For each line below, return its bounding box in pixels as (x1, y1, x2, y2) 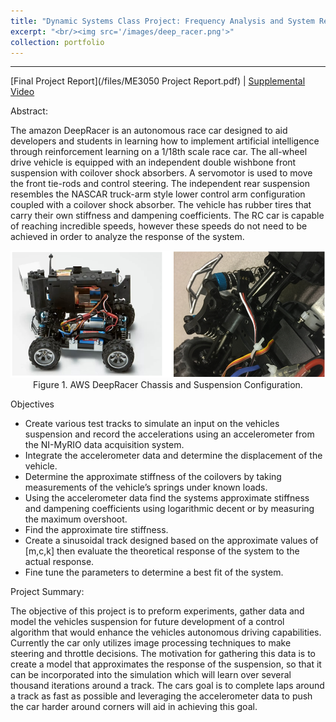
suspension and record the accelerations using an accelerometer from (24, 428, 315, 440)
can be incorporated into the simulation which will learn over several (10, 668, 292, 680)
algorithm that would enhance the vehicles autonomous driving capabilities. (10, 626, 322, 638)
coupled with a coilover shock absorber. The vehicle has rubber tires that (10, 199, 312, 211)
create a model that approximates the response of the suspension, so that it (10, 658, 322, 670)
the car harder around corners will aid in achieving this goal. (10, 700, 258, 712)
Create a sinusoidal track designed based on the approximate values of (24, 534, 319, 546)
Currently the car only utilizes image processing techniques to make (10, 636, 292, 649)
